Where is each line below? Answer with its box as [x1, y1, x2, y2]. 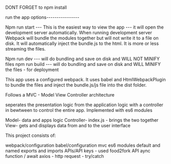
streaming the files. [5, 46, 46, 52]
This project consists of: [5, 132, 56, 138]
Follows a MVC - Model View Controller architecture [5, 92, 115, 98]
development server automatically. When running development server [5, 30, 152, 35]
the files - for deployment [5, 66, 59, 73]
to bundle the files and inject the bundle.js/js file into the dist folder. [5, 82, 147, 88]
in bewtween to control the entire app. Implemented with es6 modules [5, 107, 153, 113]
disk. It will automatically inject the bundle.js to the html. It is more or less [5, 40, 159, 46]
